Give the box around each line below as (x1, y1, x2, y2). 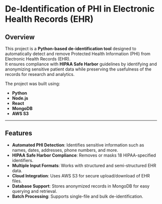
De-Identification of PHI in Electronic (5, 3, 155, 15)
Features (5, 129, 32, 137)
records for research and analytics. (5, 72, 75, 77)
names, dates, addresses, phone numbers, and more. (12, 147, 118, 153)
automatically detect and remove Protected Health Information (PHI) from (5, 51, 151, 57)
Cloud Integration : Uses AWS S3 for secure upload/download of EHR (12, 173, 150, 178)
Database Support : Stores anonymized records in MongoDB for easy (12, 183, 150, 189)
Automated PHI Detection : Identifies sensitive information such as (12, 142, 145, 148)
